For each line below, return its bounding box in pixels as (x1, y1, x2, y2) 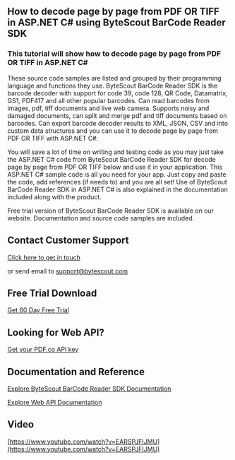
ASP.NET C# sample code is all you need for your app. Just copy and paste (7, 170, 227, 179)
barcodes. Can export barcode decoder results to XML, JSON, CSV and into (7, 119, 228, 127)
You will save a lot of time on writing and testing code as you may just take (7, 148, 224, 156)
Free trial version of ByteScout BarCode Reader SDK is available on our (7, 206, 214, 215)
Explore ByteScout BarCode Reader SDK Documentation (7, 384, 171, 393)
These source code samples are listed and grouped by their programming (7, 73, 222, 82)
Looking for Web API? (7, 326, 104, 338)
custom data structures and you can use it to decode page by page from (7, 126, 219, 135)
